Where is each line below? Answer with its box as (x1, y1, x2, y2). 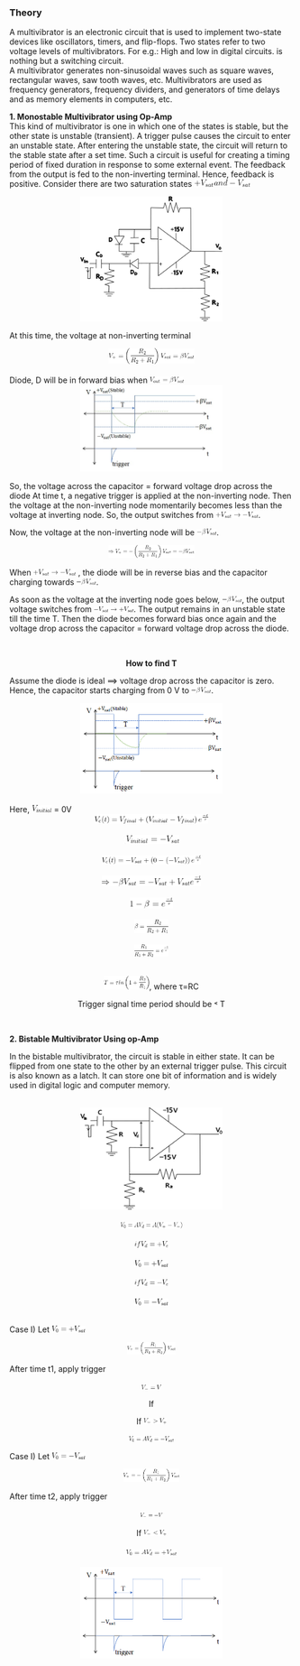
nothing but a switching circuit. (9, 56, 124, 67)
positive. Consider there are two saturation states (9, 179, 193, 190)
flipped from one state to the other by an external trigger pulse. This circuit (9, 1060, 287, 1071)
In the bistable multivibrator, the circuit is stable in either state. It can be (9, 1051, 275, 1061)
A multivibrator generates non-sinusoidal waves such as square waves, (9, 65, 275, 76)
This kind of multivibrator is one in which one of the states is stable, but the (9, 121, 289, 132)
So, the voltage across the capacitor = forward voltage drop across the (9, 480, 273, 491)
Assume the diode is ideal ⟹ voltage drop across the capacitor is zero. (9, 675, 275, 686)
